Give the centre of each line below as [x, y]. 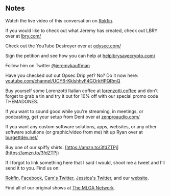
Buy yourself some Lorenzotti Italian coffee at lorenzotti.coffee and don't [82, 91]
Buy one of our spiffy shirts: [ [36, 147]
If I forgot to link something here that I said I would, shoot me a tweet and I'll [85, 162]
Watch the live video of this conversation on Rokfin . [59, 20]
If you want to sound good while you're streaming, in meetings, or [75, 111]
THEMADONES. [22, 101]
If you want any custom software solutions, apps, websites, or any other [81, 126]
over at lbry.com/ [23, 36]
